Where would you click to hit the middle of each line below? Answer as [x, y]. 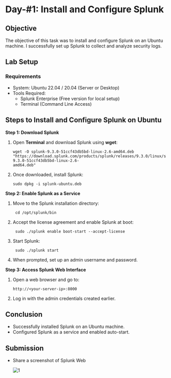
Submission [25, 348]
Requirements [23, 77]
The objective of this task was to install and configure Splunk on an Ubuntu [84, 40]
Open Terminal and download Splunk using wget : [65, 142]
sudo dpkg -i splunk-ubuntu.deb [47, 184]
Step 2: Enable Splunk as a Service [43, 193]
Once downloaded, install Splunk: [48, 174]
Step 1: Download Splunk [32, 132]
